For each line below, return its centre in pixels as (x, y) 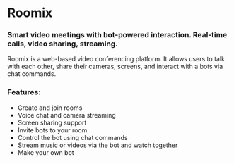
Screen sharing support (52, 122)
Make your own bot (46, 152)
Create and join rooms (50, 108)
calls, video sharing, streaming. (63, 44)
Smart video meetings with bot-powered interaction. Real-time (117, 35)
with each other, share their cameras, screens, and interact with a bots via (115, 67)
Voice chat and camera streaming (67, 115)
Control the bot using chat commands (72, 137)
